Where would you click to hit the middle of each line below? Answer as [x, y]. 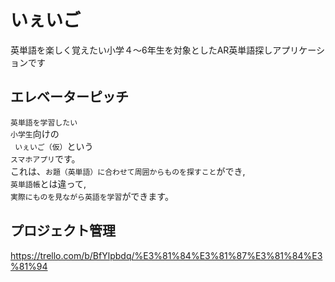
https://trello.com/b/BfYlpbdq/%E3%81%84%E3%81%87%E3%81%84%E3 [166, 255]
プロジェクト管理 [63, 231]
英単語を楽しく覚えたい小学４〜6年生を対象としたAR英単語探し [141, 50]
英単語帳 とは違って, [48, 183]
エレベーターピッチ [69, 97]
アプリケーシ [299, 50]
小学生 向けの [35, 133]
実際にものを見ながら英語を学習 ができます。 [92, 196]
